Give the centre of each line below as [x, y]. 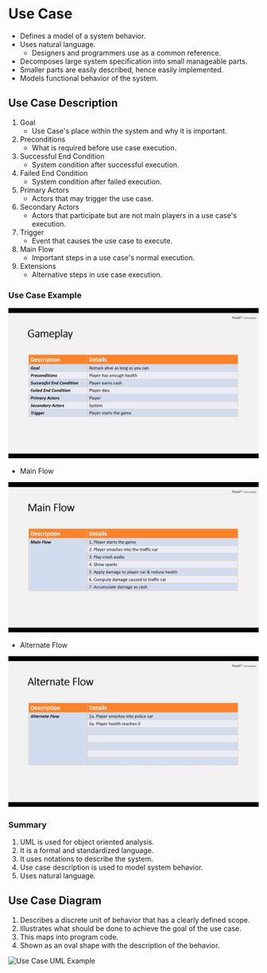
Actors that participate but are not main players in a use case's [134, 215]
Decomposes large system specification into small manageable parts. [133, 61]
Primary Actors [44, 190]
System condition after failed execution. [97, 181]
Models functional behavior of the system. [89, 78]
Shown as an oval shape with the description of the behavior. [120, 945]
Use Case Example [45, 295]
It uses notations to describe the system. [86, 858]
